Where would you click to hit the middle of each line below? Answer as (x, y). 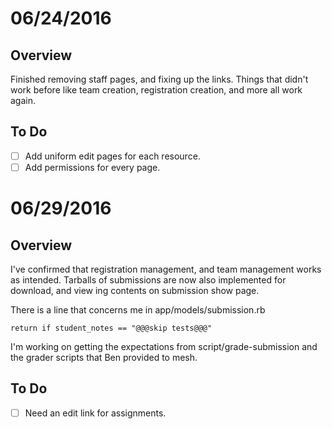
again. (23, 100)
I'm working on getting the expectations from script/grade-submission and (164, 346)
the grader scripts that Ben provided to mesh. (104, 357)
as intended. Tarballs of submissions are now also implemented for (148, 279)
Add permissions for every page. (92, 167)
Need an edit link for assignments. (95, 413)
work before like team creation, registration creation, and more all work (156, 90)
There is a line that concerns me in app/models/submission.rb (138, 309)
